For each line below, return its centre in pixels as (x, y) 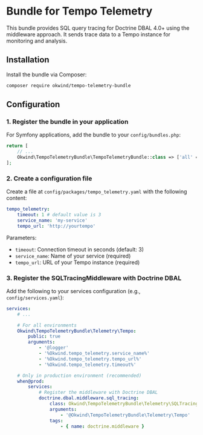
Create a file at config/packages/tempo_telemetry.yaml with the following (97, 191)
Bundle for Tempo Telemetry (79, 11)
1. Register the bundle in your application (67, 121)
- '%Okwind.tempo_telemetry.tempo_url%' (90, 359)
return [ (17, 146)
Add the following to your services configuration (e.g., (73, 291)
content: (17, 198)
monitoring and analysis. (37, 41)
